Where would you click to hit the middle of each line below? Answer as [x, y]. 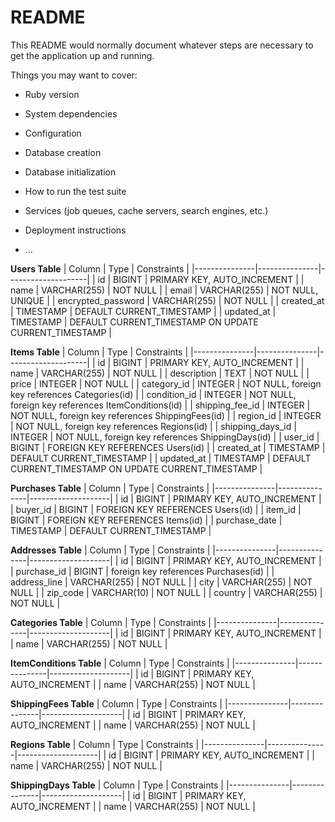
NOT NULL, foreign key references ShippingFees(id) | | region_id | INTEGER [166, 415]
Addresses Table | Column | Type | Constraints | [110, 550]
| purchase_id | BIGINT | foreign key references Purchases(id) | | [142, 571]
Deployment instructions [75, 230]
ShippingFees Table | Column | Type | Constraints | [116, 703]
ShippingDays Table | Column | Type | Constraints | [117, 785]
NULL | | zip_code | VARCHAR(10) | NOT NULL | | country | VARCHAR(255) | [166, 592]
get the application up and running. [82, 55]
